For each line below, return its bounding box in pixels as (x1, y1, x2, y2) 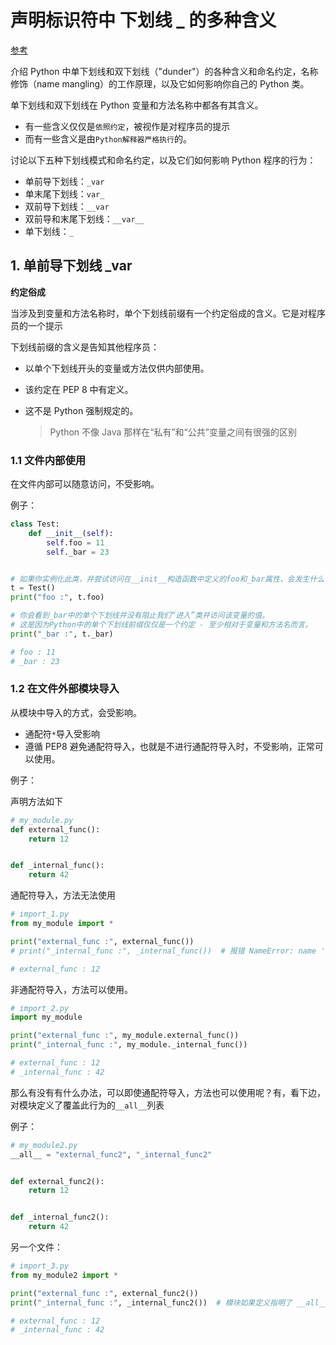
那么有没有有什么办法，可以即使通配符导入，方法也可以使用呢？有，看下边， (10, 1086, 326, 1098)
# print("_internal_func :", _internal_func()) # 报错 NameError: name (10, 946, 317, 956)
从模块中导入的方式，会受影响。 (10, 706, 142, 718)
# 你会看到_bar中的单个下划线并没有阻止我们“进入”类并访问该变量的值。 (10, 611, 270, 621)
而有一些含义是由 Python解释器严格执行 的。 (24, 132, 192, 145)
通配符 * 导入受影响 (24, 727, 100, 740)
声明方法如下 (10, 795, 63, 807)
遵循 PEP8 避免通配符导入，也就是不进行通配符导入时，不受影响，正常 (24, 740, 315, 752)
